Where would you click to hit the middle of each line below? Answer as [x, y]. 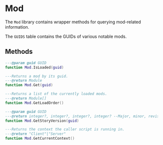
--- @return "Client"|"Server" [36, 134]
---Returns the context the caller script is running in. [65, 129]
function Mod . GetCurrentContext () [40, 139]
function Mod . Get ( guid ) [29, 85]
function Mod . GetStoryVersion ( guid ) [42, 121]
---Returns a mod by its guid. [37, 76]
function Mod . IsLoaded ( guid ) [34, 67]
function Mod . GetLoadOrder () [34, 103]
